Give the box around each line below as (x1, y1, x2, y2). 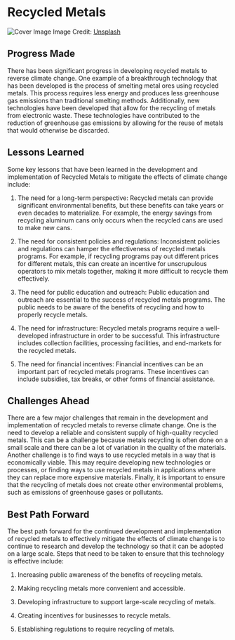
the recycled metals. (17, 346, 77, 354)
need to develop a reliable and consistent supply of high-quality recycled (7, 429, 219, 437)
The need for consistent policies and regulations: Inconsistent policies (17, 236, 220, 246)
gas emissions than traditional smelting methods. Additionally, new (7, 96, 200, 105)
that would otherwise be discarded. (7, 126, 110, 134)
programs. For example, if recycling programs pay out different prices (17, 252, 219, 260)
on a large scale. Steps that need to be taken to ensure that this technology (7, 549, 224, 558)
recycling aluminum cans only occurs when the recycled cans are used (17, 215, 223, 225)
